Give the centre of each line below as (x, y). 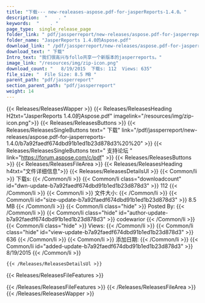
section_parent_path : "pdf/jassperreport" (61, 86)
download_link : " (28, 46)
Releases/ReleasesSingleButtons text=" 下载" (63, 130)
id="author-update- (143, 212)
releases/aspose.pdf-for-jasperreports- (56, 137)
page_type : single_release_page (49, 29)
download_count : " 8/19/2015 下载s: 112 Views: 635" (79, 69)
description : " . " (37, 18)
